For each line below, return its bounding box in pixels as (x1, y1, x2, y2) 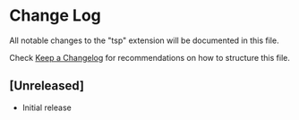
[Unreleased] (9, 78, 85, 94)
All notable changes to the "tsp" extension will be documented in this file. (9, 35, 279, 46)
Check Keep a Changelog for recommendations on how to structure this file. (9, 52, 291, 63)
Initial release (21, 102, 72, 113)
